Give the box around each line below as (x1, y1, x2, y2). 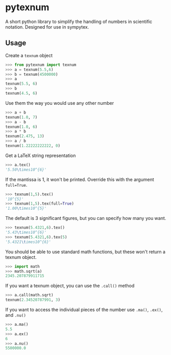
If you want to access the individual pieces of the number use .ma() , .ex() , (5, 306, 163, 313)
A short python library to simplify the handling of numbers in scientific (5, 18, 152, 25)
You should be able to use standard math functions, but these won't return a (5, 249, 166, 255)
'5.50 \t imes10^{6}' (5, 167, 47, 172)
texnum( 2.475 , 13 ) (5, 134, 44, 139)
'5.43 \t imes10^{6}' (5, 230, 47, 235)
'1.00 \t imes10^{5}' (5, 206, 47, 211)
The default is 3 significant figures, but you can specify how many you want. (5, 215, 166, 221)
